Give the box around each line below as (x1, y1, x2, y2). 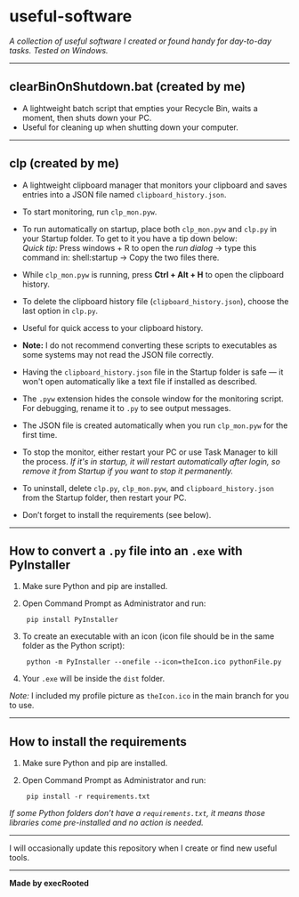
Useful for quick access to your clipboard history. (21, 322, 204, 333)
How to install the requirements (9, 734, 187, 749)
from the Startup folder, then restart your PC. (21, 492, 187, 503)
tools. (9, 853, 30, 863)
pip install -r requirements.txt (26, 792, 150, 802)
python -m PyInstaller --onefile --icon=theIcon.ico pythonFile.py (26, 658, 282, 667)
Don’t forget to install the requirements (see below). (21, 509, 212, 520)
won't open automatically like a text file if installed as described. (21, 376, 258, 386)
